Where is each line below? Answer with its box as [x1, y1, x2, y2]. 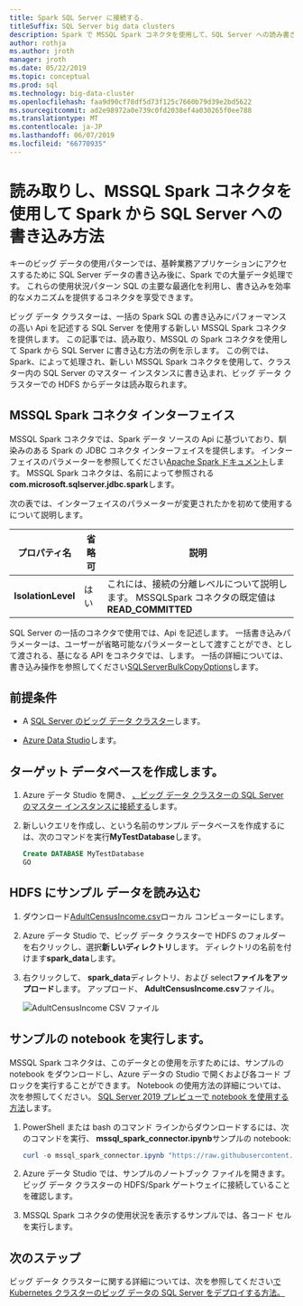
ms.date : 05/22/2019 [9, 64, 87, 73]
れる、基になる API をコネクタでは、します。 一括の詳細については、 [32, 650, 289, 661]
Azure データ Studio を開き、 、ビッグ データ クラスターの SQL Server [22, 790, 284, 801]
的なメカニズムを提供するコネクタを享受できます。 [9, 291, 198, 303]
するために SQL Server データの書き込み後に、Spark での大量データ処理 [16, 268, 286, 280]
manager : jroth [9, 55, 67, 64]
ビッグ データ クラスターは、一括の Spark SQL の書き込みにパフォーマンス [9, 311, 287, 322]
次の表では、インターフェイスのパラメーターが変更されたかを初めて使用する [9, 498, 293, 509]
